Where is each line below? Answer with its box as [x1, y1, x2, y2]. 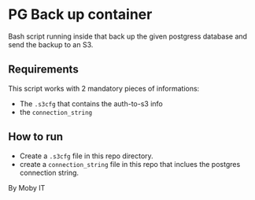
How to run [8, 130, 64, 143]
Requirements [8, 63, 79, 76]
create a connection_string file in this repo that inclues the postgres [19, 159, 241, 169]
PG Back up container [8, 6, 153, 24]
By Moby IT [8, 183, 46, 192]
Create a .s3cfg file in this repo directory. [19, 151, 153, 161]
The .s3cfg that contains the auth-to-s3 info [19, 98, 163, 108]
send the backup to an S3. [8, 39, 94, 49]
